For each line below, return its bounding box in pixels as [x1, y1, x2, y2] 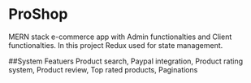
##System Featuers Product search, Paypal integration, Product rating [8, 56, 244, 66]
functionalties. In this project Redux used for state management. [8, 40, 223, 50]
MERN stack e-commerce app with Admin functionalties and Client [8, 32, 232, 41]
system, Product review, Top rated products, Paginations [8, 64, 198, 74]
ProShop [8, 5, 68, 24]
